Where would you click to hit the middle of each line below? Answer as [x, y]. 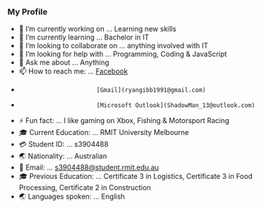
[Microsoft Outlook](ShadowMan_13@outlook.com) [176, 106]
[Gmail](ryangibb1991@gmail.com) [151, 90]
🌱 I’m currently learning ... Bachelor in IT [84, 37]
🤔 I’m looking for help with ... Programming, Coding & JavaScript [123, 54]
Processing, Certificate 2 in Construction [85, 188]
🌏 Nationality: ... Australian [63, 156]
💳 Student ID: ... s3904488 [64, 144]
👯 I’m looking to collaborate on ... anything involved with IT [114, 46]
